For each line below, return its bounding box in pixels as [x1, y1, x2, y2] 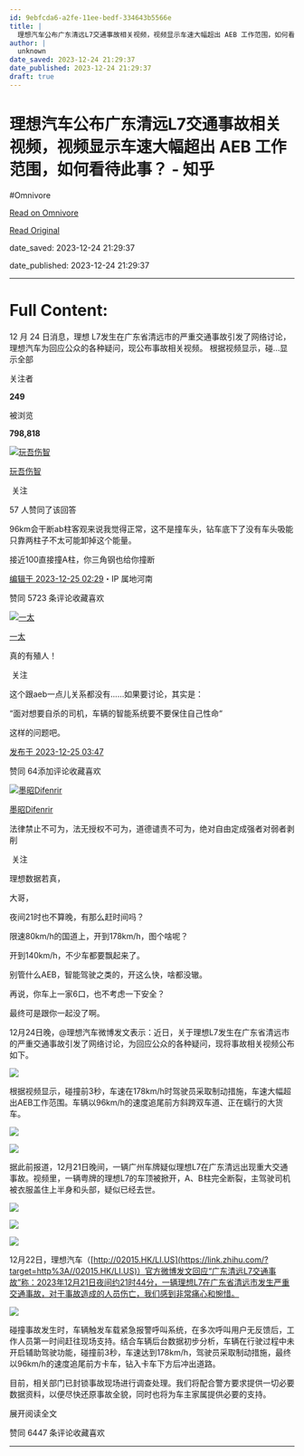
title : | [9, 22, 43, 31]
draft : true [9, 72, 54, 81]
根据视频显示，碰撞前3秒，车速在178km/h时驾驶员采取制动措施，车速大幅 [9, 1085, 283, 1096]
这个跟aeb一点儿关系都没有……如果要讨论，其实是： [9, 689, 204, 699]
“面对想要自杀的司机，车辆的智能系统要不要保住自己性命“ [9, 708, 223, 718]
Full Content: [9, 300, 109, 320]
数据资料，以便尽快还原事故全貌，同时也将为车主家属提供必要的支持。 [9, 1388, 271, 1399]
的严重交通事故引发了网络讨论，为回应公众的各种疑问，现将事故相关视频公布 [9, 1038, 295, 1049]
